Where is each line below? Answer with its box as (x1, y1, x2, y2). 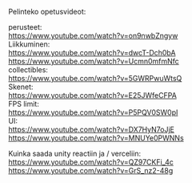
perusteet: (8, 22, 42, 31)
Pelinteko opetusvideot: (8, 7, 86, 16)
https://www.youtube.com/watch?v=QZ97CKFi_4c (8, 157, 174, 167)
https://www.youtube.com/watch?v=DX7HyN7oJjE (8, 124, 174, 134)
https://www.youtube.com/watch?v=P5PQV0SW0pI (8, 108, 178, 117)
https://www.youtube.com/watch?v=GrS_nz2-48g (8, 166, 174, 175)
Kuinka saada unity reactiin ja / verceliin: (8, 148, 142, 158)
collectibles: (8, 65, 48, 75)
